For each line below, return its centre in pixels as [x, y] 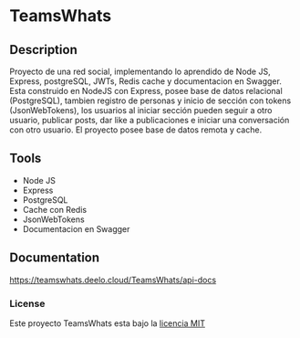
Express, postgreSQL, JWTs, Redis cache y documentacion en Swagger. [146, 81]
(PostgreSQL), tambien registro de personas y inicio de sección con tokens [150, 100]
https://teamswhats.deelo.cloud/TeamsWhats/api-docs [113, 280]
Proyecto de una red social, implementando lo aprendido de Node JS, [140, 71]
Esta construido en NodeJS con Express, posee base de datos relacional [146, 91]
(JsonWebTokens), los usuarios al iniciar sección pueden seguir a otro [141, 110]
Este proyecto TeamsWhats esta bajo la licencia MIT [107, 323]
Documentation [55, 258]
